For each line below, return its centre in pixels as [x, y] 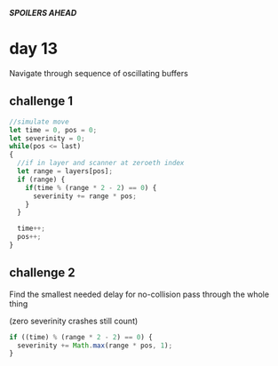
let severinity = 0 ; [48, 138]
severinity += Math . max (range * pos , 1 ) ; [95, 346]
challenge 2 [42, 273]
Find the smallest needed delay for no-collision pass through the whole [139, 294]
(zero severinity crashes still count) [74, 321]
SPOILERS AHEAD [43, 13]
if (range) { [41, 179]
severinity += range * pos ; [85, 196]
